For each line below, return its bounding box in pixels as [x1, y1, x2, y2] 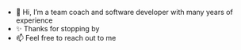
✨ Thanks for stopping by [15, 24, 100, 33]
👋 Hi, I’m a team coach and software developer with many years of [15, 8, 234, 16]
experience [15, 16, 53, 25]
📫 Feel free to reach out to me [15, 34, 117, 42]
